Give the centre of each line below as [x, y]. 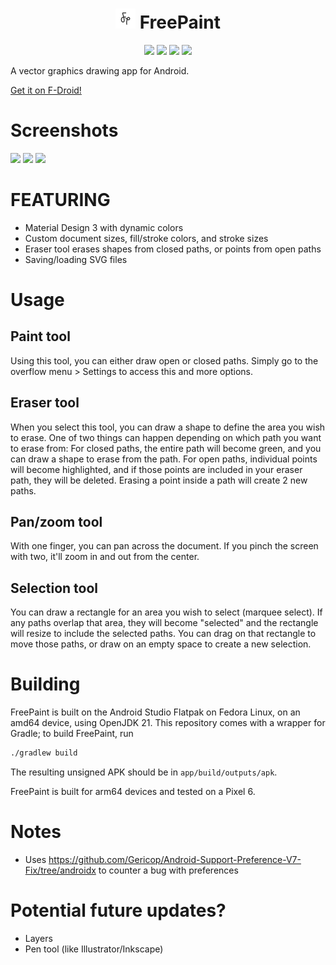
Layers [38, 938]
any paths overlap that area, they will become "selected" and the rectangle [164, 623]
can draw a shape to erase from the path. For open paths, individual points [164, 459]
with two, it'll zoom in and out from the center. [105, 557]
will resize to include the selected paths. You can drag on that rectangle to [163, 634]
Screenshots [64, 130]
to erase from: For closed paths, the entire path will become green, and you [166, 448]
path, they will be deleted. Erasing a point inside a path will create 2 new [159, 480]
